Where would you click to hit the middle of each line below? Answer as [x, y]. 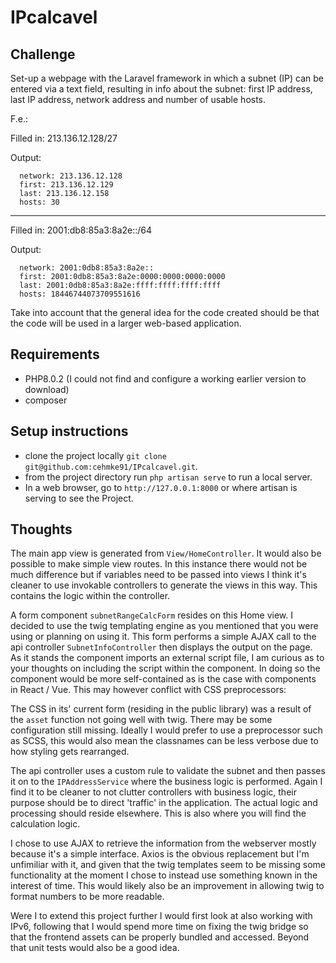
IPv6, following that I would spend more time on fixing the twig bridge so [159, 927]
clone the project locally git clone [95, 455]
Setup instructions [69, 431]
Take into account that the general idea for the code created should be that [165, 312]
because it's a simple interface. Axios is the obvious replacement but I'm [160, 854]
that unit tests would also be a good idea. [95, 948]
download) [47, 389]
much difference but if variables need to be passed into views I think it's [158, 575]
